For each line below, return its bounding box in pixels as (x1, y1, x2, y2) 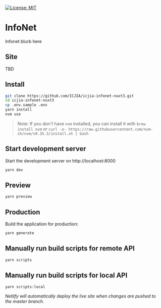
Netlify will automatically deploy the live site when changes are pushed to (5, 293, 156, 299)
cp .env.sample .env (5, 103, 48, 107)
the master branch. (5, 299, 45, 305)
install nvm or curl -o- (17, 126, 67, 132)
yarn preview (5, 194, 32, 199)
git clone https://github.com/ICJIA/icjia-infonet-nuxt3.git (5, 93, 134, 99)
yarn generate (5, 231, 35, 236)
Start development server (5, 145, 87, 153)
